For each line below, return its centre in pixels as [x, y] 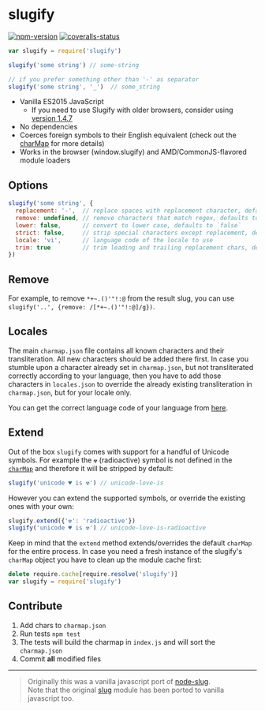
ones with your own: [41, 506]
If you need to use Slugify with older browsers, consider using [132, 110]
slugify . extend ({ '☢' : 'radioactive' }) [72, 521]
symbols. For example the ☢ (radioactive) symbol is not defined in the [120, 460]
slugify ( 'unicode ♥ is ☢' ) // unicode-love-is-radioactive [107, 528]
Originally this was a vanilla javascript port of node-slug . [119, 681]
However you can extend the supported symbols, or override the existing [127, 498]
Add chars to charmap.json [63, 625]
